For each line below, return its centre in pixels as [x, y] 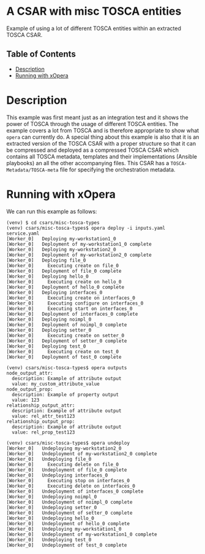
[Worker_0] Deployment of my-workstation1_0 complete [79, 244]
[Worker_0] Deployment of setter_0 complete [67, 341]
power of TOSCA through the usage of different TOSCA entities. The [92, 123]
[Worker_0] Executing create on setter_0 [65, 335]
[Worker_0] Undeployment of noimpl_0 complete [69, 502]
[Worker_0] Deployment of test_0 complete [64, 357]
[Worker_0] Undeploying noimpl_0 [52, 497]
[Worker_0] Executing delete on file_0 [63, 464]
